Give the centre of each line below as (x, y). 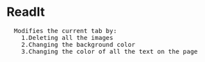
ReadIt (26, 12)
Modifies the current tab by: (65, 31)
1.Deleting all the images (67, 38)
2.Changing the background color (78, 44)
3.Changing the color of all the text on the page (109, 51)
